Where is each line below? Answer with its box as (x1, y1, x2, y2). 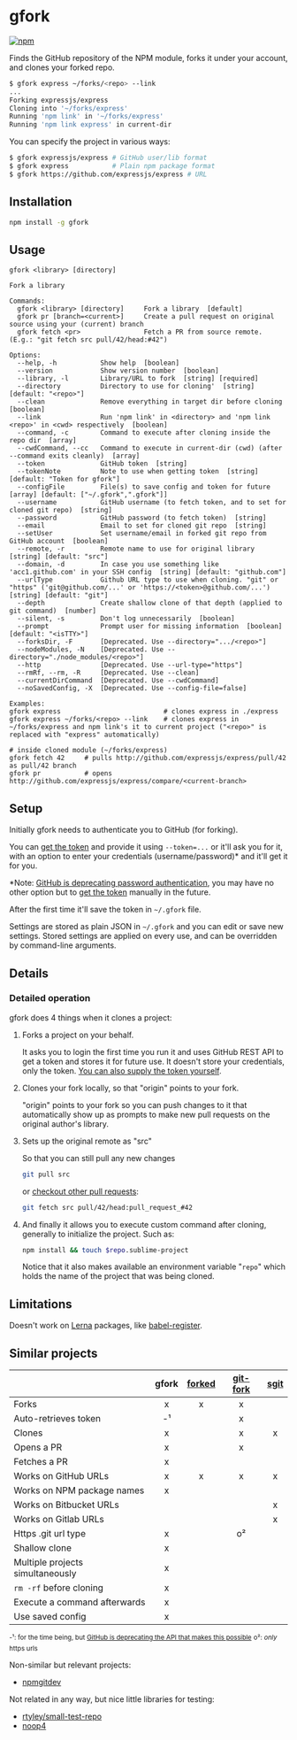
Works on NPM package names (13, 1484, 145, 1497)
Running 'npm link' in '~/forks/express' (9, 112, 164, 121)
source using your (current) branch (9, 320, 144, 329)
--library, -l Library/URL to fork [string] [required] (17, 374, 259, 383)
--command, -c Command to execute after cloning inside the (17, 428, 271, 437)
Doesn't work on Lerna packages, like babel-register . (9, 1320, 203, 1331)
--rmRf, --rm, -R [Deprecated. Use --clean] (17, 668, 200, 678)
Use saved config (13, 1611, 87, 1623)
